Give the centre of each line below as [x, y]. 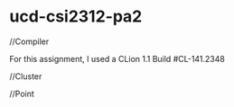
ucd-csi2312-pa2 [76, 17]
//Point [22, 94]
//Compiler [29, 41]
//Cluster [26, 76]
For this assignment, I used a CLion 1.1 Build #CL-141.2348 [117, 58]
